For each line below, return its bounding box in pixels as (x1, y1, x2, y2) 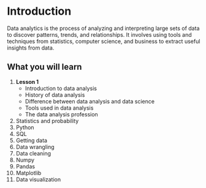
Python (15, 124, 34, 131)
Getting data (15, 137, 48, 144)
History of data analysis (25, 91, 85, 99)
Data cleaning (15, 149, 51, 157)
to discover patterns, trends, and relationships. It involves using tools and (7, 31, 192, 38)
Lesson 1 (15, 78, 39, 85)
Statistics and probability (15, 117, 79, 124)
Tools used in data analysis (25, 104, 94, 111)
